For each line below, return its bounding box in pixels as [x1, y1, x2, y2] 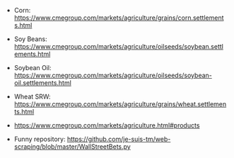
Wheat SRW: [13, 92, 51, 101]
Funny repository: [13, 135, 66, 143]
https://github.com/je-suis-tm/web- [66, 135, 171, 143]
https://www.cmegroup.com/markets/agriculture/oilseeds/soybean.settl [13, 43, 224, 50]
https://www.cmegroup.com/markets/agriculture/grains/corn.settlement [13, 13, 224, 22]
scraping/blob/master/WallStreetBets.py [13, 142, 131, 151]
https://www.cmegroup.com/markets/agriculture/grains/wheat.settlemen [13, 100, 227, 108]
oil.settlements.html [13, 79, 72, 87]
